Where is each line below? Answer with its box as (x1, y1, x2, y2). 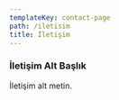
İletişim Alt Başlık (9, 59, 87, 72)
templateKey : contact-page (9, 13, 111, 23)
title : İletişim (9, 30, 70, 39)
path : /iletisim (9, 22, 70, 31)
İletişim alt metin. (9, 80, 72, 91)
